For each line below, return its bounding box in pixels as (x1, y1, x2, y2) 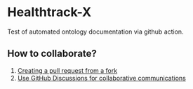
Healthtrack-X (7, 4, 92, 20)
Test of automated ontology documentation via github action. (7, 27, 184, 36)
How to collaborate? (7, 48, 97, 60)
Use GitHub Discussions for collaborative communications (17, 74, 186, 82)
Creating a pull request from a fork (17, 66, 118, 74)
